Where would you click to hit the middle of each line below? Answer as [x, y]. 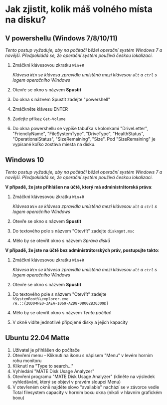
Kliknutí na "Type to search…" [43, 366]
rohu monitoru [27, 361]
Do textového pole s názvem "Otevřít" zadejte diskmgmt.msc [73, 231]
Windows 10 [25, 160]
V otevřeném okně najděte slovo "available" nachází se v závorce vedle [86, 387]
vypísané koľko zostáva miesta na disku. [54, 144]
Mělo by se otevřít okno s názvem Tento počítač [62, 312]
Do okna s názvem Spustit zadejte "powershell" [61, 99]
